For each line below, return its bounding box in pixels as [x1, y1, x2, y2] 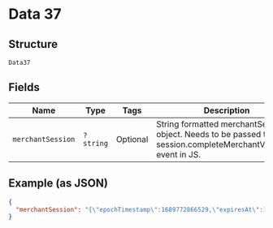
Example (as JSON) [8, 176, 108, 191]
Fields [8, 80, 41, 94]
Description [203, 105, 250, 116]
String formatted [155, 118, 219, 130]
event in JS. [155, 148, 201, 160]
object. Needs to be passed [155, 128, 262, 140]
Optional [115, 133, 149, 144]
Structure [8, 37, 58, 51]
